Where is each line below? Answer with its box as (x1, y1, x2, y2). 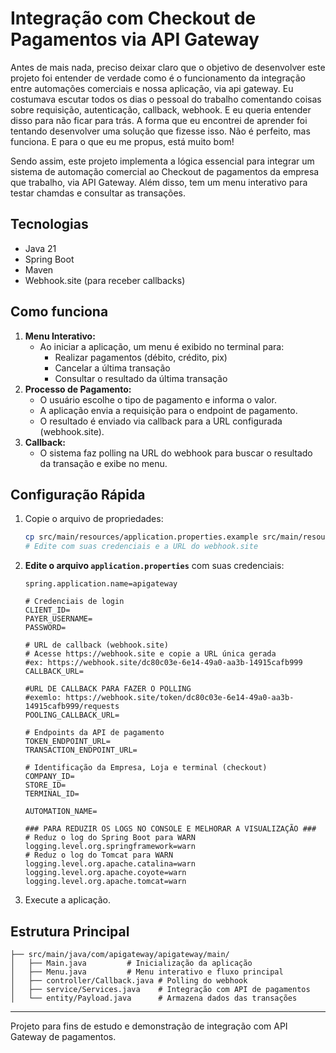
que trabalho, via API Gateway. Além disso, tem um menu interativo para (10, 176, 308, 188)
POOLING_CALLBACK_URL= (24, 710, 120, 721)
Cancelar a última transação (54, 362, 171, 374)
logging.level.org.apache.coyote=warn (24, 868, 187, 878)
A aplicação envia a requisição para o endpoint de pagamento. (39, 404, 298, 416)
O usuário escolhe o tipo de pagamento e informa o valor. (39, 393, 277, 406)
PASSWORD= (24, 623, 67, 633)
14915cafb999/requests (24, 702, 120, 712)
